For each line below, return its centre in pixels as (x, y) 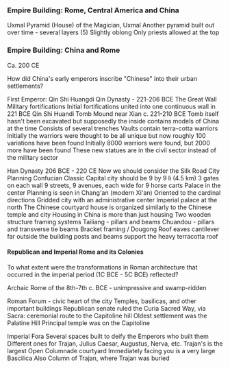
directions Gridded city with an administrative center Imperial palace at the (112, 200)
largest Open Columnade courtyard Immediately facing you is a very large (111, 350)
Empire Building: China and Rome (64, 50)
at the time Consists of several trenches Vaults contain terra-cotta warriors (113, 128)
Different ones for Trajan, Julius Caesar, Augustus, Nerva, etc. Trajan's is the (115, 343)
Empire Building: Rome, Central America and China (93, 10)
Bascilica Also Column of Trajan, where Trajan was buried (88, 358)
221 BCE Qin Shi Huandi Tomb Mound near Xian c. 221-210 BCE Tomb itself (113, 114)
